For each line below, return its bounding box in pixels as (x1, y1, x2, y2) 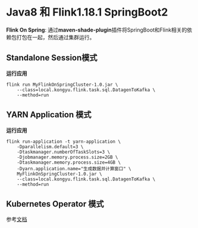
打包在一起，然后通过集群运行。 (16, 33, 95, 40)
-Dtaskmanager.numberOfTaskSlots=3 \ (17, 149, 111, 155)
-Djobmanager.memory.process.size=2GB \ (17, 154, 118, 160)
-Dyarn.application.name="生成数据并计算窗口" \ (17, 165, 132, 171)
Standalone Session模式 (6, 53, 98, 63)
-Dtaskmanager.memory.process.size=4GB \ (17, 159, 121, 165)
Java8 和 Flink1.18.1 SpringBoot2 (6, 5, 168, 19)
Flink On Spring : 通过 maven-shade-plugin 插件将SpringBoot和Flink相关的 (6, 26, 187, 33)
